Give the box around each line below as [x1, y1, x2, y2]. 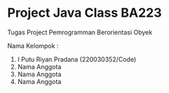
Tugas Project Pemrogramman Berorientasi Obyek [7, 28, 153, 36]
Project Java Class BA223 [7, 5, 162, 21]
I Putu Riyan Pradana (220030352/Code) [17, 55, 137, 64]
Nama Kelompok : [7, 41, 59, 50]
